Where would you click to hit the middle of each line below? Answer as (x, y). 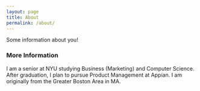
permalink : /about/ (31, 23)
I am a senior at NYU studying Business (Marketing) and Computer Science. (100, 68)
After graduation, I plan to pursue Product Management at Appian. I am (94, 75)
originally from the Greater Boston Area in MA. (64, 81)
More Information (32, 56)
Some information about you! (42, 40)
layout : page (23, 12)
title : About (23, 17)
